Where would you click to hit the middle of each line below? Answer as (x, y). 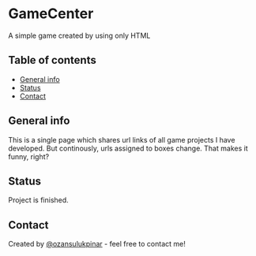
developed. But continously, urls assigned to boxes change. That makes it (128, 148)
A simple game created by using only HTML (79, 35)
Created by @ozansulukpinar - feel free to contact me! (97, 244)
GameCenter (51, 14)
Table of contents (52, 60)
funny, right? (29, 156)
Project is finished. (38, 200)
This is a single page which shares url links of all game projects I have (122, 139)
